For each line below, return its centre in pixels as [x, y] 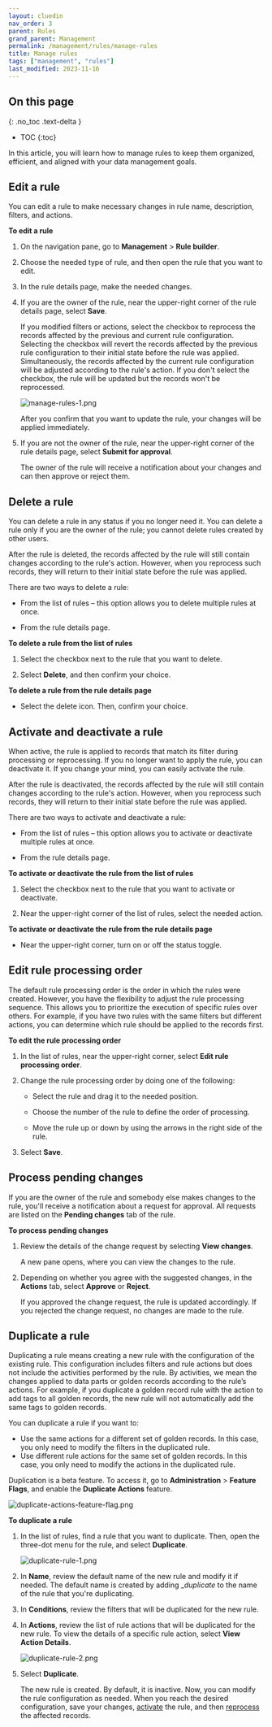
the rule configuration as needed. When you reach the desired [124, 1699]
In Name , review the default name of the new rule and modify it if [129, 1577]
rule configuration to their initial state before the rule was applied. [130, 353]
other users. [29, 539]
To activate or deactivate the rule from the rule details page [110, 929]
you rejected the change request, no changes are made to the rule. [132, 1310]
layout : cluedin [36, 16]
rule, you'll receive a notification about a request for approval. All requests [132, 1206]
